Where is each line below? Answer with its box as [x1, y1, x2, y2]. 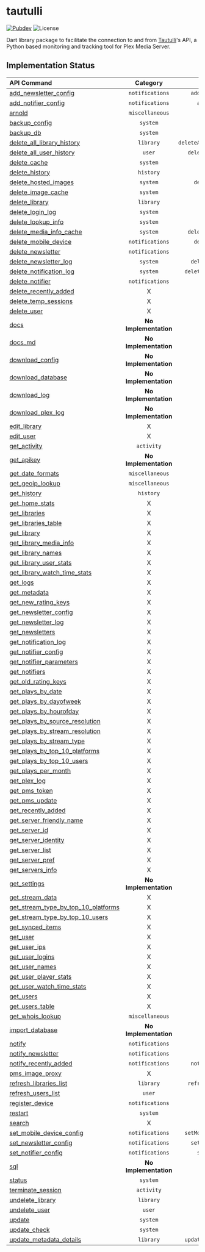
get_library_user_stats [9, 558, 72, 567]
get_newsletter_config [9, 608, 73, 617]
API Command [9, 78, 52, 87]
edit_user [9, 432, 36, 440]
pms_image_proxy [9, 1069, 62, 1078]
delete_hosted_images [9, 178, 74, 187]
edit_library [9, 422, 41, 431]
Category [135, 78, 164, 87]
